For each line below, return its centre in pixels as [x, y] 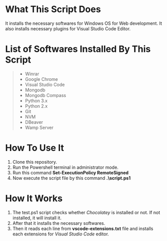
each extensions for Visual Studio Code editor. [61, 234]
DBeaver [34, 122]
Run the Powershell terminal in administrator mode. [65, 167]
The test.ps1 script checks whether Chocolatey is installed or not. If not [86, 212]
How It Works [34, 199]
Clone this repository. [35, 162]
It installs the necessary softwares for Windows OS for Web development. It [84, 23]
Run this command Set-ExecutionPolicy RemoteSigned [70, 172]
